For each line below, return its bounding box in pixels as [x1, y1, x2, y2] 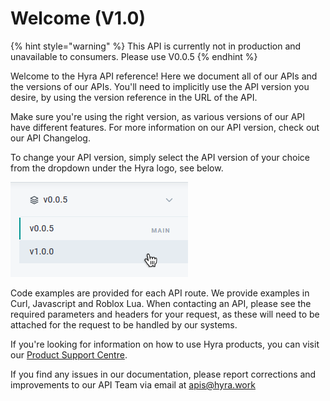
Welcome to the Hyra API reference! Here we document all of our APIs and [10, 70, 318, 82]
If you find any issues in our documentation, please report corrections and [10, 368, 317, 380]
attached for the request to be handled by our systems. [10, 318, 238, 331]
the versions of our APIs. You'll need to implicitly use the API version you [10, 80, 310, 92]
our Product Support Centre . [10, 348, 128, 361]
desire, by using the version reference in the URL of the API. [10, 91, 258, 103]
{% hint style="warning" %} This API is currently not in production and [10, 40, 302, 52]
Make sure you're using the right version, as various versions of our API [10, 110, 306, 122]
